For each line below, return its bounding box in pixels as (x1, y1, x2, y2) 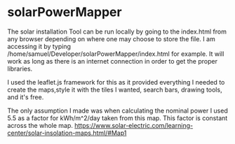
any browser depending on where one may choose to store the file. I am (7, 34, 215, 43)
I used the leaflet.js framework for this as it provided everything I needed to (7, 78, 225, 86)
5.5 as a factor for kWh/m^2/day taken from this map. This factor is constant (7, 113, 228, 122)
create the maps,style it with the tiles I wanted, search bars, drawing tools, (7, 85, 222, 94)
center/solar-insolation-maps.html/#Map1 (7, 129, 127, 137)
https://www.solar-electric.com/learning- (74, 121, 194, 129)
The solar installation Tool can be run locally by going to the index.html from (7, 27, 227, 36)
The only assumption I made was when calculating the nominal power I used (7, 106, 228, 115)
